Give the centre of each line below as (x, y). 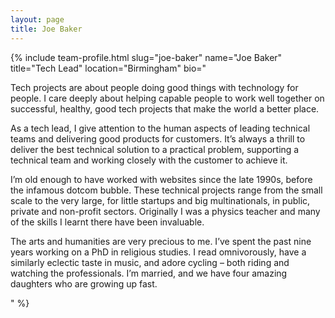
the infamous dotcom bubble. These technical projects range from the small (166, 190)
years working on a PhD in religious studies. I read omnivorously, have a (158, 252)
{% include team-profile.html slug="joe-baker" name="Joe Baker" (146, 57)
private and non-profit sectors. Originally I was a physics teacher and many (165, 211)
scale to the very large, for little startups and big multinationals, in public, (160, 200)
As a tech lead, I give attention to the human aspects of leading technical (160, 128)
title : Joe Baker (46, 29)
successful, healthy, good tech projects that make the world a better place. (165, 108)
